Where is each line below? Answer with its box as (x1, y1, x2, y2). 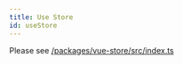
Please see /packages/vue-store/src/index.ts (9, 45, 175, 55)
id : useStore (9, 21, 58, 30)
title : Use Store (9, 12, 74, 22)
